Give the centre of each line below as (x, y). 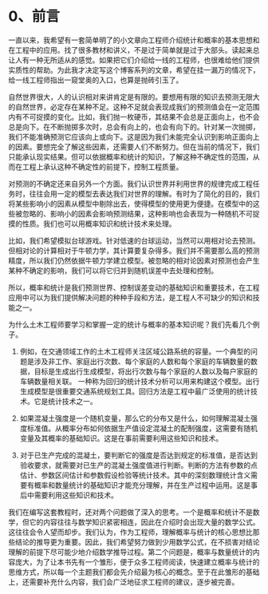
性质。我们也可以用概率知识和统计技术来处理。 (99, 224)
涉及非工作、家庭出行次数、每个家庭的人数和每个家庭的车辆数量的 (142, 361)
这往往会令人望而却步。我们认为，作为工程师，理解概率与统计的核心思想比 (130, 532)
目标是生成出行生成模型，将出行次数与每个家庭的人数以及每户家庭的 (146, 371)
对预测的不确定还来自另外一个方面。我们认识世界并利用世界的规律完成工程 (130, 184)
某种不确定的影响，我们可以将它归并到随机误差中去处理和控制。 (113, 270)
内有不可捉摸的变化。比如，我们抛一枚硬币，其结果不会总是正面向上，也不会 (134, 117)
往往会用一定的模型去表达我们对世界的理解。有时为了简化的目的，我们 (144, 193)
